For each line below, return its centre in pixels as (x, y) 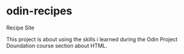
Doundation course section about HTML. (57, 46)
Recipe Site (21, 28)
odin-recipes (39, 11)
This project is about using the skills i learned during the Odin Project (92, 39)
